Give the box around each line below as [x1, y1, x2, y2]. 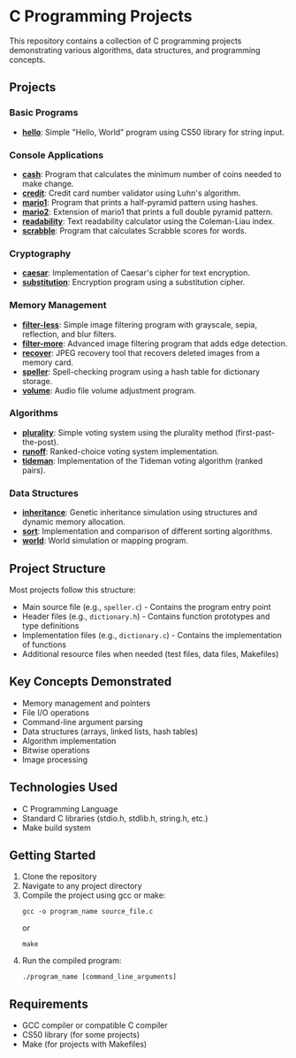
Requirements [9, 996, 88, 1011]
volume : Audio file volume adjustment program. [21, 385, 196, 396]
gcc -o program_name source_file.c [21, 907, 154, 916]
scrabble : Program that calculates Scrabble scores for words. [21, 225, 247, 236]
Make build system [21, 822, 91, 833]
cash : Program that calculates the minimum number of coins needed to [21, 168, 282, 179]
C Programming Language [21, 803, 118, 814]
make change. [21, 178, 74, 189]
